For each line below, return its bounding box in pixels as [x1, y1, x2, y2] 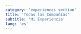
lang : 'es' [5, 21, 29, 26]
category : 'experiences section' [5, 7, 77, 12]
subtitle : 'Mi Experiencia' [5, 16, 66, 21]
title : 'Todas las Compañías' [5, 12, 70, 17]
